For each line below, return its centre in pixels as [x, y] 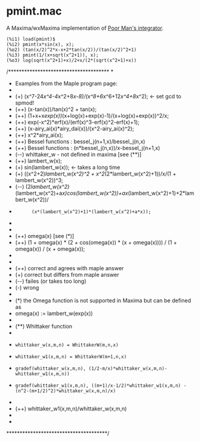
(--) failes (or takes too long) [51, 281]
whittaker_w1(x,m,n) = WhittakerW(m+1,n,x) [71, 356]
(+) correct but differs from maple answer [67, 274]
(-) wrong [27, 287]
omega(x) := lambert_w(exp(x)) [54, 313]
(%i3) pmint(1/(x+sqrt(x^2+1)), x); [52, 55]
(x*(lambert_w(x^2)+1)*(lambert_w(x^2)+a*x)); [91, 212]
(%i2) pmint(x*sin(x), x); [40, 44]
